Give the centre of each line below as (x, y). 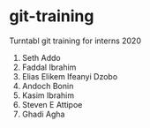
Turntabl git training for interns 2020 (75, 41)
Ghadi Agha (43, 114)
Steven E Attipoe (52, 104)
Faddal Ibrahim (49, 67)
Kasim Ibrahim (48, 95)
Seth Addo (41, 57)
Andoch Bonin (48, 86)
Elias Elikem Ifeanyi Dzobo (70, 76)
